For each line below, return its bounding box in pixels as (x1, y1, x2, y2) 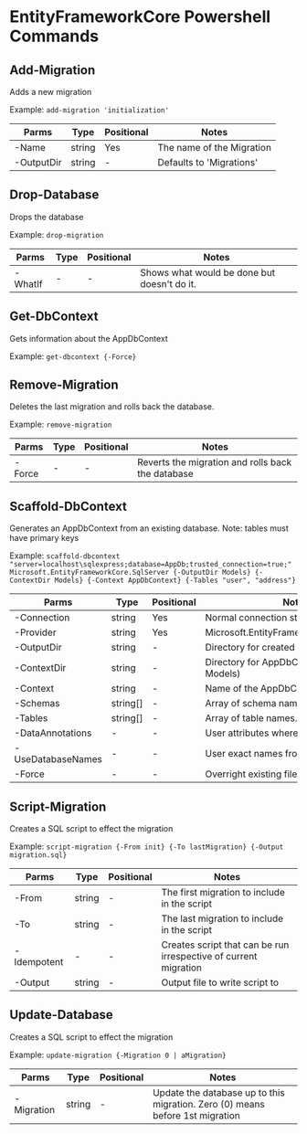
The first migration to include (161, 886, 285, 899)
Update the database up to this (152, 1086, 285, 1098)
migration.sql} (9, 851, 68, 860)
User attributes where (205, 726, 299, 739)
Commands (9, 26, 100, 47)
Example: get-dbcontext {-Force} (9, 350, 137, 362)
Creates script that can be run (161, 938, 290, 951)
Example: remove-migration (9, 419, 112, 430)
